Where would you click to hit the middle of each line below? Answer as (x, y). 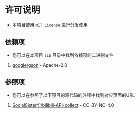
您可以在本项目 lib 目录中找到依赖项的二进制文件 (63, 55)
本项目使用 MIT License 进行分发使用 (50, 25)
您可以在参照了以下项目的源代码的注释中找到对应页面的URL (74, 95)
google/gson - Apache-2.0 (40, 65)
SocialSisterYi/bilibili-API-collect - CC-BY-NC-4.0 (63, 105)
